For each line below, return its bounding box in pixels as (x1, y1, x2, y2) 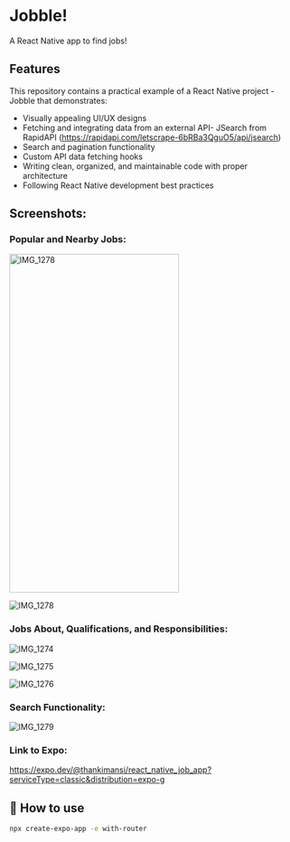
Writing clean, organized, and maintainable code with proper (22, 160, 248, 172)
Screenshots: (9, 206, 88, 221)
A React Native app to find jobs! (9, 35, 127, 46)
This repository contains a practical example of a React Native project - (9, 85, 276, 96)
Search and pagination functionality (22, 141, 155, 152)
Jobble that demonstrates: (9, 95, 108, 106)
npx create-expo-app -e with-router (9, 824, 147, 834)
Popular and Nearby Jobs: (9, 233, 126, 246)
